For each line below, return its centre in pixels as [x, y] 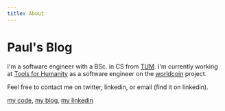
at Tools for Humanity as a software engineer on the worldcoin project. [107, 73]
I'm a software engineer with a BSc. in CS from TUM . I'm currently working [113, 66]
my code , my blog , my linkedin [50, 100]
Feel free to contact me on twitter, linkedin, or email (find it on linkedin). [108, 87]
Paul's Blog [40, 47]
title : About [26, 13]
